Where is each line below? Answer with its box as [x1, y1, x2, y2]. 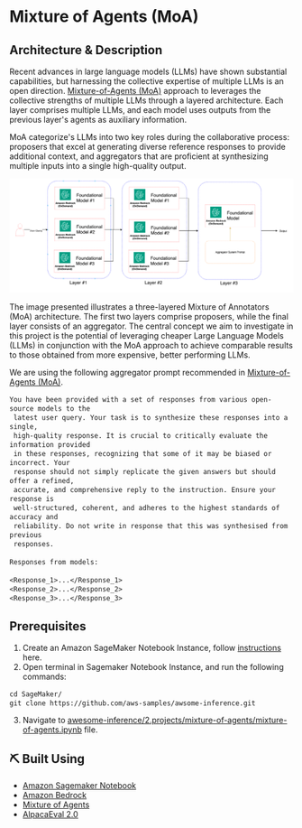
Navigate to [22, 715, 66, 726]
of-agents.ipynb [22, 724, 83, 735]
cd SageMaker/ [9, 690, 63, 699]
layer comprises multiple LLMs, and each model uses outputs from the [9, 105, 271, 115]
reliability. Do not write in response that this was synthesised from [13, 522, 288, 531]
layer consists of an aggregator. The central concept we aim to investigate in [9, 321, 294, 331]
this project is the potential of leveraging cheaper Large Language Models [9, 330, 284, 341]
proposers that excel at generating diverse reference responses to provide [9, 142, 286, 152]
